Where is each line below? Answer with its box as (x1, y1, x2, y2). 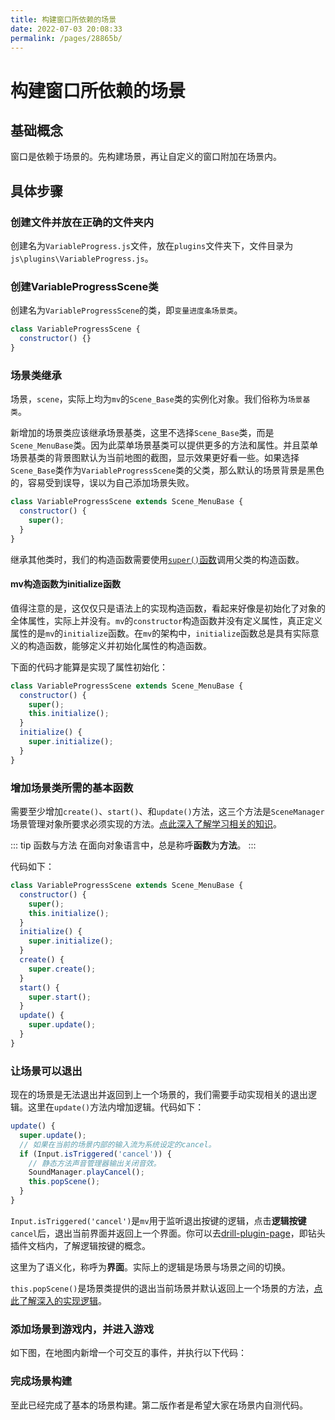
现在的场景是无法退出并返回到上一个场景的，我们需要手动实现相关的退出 (10, 1089, 308, 1101)
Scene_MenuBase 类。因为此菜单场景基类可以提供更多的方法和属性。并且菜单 (10, 439, 319, 451)
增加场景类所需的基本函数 (10, 781, 134, 795)
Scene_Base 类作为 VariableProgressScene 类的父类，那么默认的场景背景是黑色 (10, 464, 325, 476)
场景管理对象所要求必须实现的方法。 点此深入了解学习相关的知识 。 (10, 818, 282, 830)
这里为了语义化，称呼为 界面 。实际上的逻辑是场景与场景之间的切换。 (10, 1261, 291, 1273)
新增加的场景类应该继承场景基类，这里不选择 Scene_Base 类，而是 (10, 427, 275, 439)
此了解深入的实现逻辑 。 (10, 1294, 107, 1306)
